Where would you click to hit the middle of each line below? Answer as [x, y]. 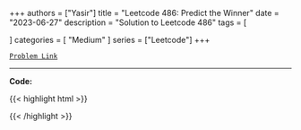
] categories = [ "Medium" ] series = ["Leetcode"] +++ [110, 40]
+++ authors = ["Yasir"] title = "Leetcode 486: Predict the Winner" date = [144, 13]
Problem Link [34, 56]
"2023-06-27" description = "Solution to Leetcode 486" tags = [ [128, 22]
